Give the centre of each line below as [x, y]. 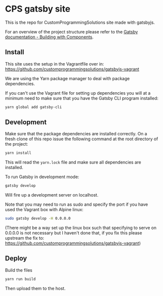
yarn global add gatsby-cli [34, 107]
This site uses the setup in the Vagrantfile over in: [54, 64]
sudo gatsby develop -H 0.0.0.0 [38, 219]
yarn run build [20, 279]
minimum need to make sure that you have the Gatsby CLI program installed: [82, 98]
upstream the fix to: [25, 238]
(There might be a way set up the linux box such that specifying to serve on [81, 228]
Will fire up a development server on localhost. [52, 195]
